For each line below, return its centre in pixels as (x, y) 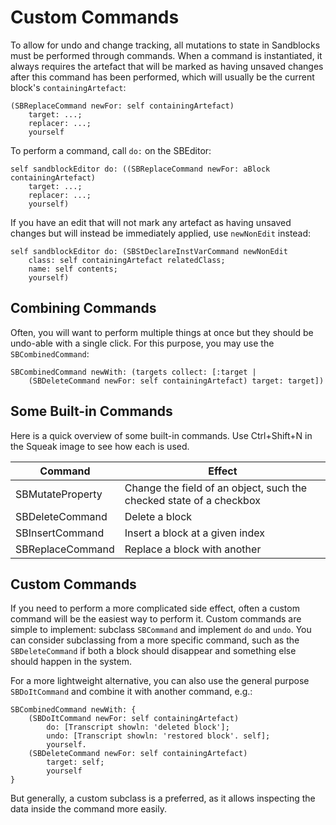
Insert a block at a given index (194, 533)
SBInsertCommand (60, 533)
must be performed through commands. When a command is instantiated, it (166, 55)
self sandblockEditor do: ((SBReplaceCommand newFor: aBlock (140, 169)
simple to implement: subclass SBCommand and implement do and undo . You (161, 630)
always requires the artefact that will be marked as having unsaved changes (167, 66)
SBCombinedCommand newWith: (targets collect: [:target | (133, 372)
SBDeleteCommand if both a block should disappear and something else (153, 651)
